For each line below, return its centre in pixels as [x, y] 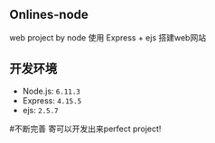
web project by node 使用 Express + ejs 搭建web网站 [107, 37]
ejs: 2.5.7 [40, 110]
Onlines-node [49, 15]
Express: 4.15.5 [52, 100]
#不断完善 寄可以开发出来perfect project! [85, 129]
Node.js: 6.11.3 [51, 91]
